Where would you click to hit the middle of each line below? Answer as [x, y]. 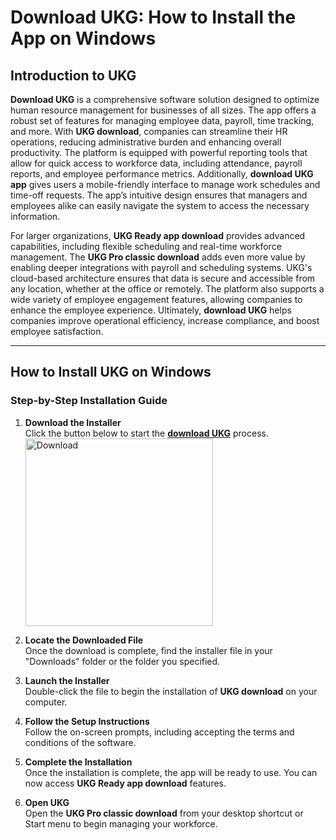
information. [35, 216]
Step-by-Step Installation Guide [89, 401]
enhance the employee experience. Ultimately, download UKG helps [151, 310]
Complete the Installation [78, 762]
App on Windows [83, 38]
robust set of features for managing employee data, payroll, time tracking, [162, 120]
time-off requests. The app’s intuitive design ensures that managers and [159, 195]
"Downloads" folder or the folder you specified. [122, 661]
